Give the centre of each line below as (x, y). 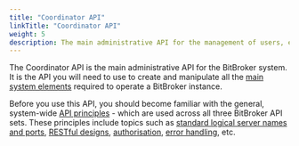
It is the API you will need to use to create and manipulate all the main (137, 77)
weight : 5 (28, 34)
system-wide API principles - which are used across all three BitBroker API (146, 113)
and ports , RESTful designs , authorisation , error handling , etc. (122, 132)
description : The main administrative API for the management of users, (147, 42)
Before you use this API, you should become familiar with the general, (137, 104)
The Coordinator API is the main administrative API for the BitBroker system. (148, 68)
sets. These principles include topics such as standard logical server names (148, 123)
